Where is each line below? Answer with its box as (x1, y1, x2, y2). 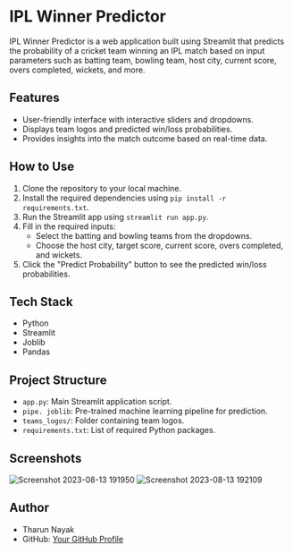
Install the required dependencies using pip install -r (21, 192, 227, 203)
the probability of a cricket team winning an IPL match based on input (9, 45, 265, 55)
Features (9, 90, 60, 106)
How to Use (9, 159, 75, 174)
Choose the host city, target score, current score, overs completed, (35, 240, 284, 251)
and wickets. (35, 249, 83, 260)
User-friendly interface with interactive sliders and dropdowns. (21, 114, 255, 124)
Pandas (21, 346, 51, 357)
